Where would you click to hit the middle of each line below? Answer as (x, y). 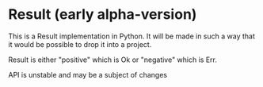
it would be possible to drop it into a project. (80, 44)
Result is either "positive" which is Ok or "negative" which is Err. (113, 60)
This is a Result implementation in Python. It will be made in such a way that (131, 36)
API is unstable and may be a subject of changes (88, 74)
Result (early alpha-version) (103, 14)
